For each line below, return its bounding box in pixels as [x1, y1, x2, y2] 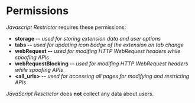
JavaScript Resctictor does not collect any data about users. [6, 90, 154, 97]
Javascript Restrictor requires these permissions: [6, 24, 126, 31]
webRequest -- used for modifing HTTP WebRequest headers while [14, 47, 181, 54]
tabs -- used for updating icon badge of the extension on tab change [14, 41, 184, 48]
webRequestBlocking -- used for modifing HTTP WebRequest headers [14, 60, 188, 67]
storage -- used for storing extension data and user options [14, 35, 161, 42]
